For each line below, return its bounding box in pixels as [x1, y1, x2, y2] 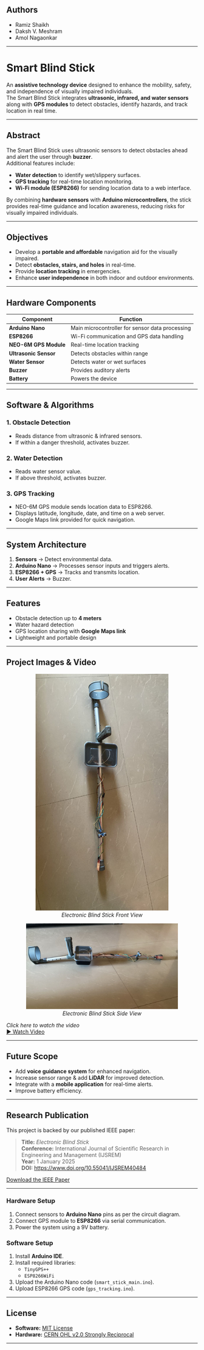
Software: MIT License [15, 1324, 73, 1332]
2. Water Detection [6, 453, 63, 462]
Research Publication [6, 1110, 89, 1121]
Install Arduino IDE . [15, 1253, 64, 1260]
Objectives [6, 232, 49, 242]
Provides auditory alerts [70, 366, 131, 374]
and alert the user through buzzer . [6, 153, 93, 160]
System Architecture [6, 539, 87, 550]
